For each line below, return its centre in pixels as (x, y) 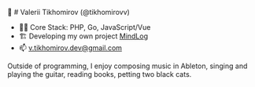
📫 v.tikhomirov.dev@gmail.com (70, 48)
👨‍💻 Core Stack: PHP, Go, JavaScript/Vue (85, 27)
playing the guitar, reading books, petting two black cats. (100, 74)
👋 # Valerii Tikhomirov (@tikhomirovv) (69, 12)
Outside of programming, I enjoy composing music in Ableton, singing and (128, 66)
